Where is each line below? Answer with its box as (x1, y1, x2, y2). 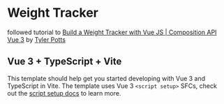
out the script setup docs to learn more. (7, 89, 121, 97)
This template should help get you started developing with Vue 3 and (7, 74, 206, 82)
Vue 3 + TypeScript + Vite (7, 56, 122, 68)
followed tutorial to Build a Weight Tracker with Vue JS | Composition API (7, 28, 217, 36)
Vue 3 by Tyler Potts (7, 35, 66, 43)
